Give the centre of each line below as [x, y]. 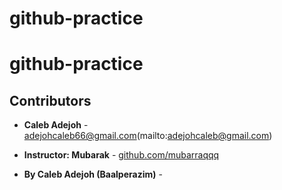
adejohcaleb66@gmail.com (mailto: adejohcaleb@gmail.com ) [148, 136]
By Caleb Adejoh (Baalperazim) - [93, 174]
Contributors [50, 100]
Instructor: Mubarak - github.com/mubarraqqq [121, 155]
